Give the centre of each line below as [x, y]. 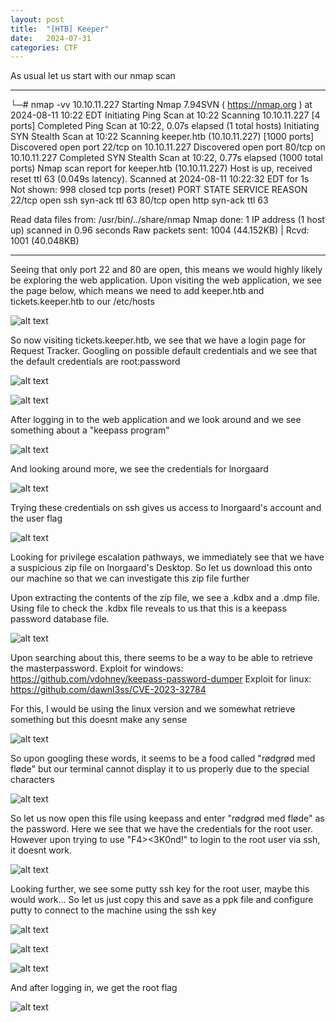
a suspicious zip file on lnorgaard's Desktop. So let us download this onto [161, 568]
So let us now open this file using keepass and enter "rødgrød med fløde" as [167, 818]
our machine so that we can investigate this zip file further [130, 578]
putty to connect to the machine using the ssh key [113, 910]
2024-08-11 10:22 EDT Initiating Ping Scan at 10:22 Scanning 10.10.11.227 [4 [165, 115]
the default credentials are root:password [95, 362]
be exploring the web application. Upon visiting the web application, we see [166, 280]
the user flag [36, 518]
